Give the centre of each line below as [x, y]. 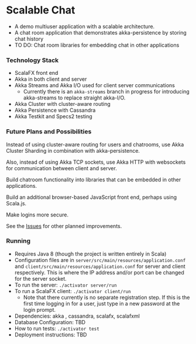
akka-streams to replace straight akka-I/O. [74, 98]
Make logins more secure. [37, 215]
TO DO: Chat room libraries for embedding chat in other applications [97, 45]
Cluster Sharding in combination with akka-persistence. [73, 150]
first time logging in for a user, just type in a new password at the [102, 303]
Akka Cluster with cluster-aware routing [63, 104]
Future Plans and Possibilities [49, 132]
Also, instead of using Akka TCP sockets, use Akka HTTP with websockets [96, 162]
